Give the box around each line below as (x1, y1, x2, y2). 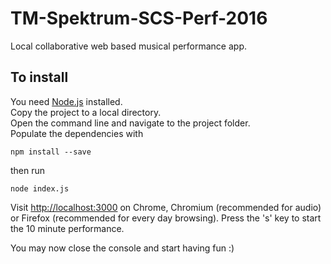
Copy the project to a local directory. (10, 106, 162, 118)
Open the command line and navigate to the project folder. (10, 117, 251, 129)
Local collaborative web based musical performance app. (10, 40, 247, 52)
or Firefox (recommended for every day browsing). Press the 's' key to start (10, 212, 322, 224)
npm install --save (10, 147, 92, 157)
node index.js (10, 183, 70, 194)
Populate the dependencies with (10, 127, 144, 139)
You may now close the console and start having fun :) (10, 242, 235, 254)
